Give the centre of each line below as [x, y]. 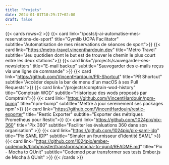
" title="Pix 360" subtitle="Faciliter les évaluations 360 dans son [80, 125]
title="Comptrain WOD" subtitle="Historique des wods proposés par [76, 93]
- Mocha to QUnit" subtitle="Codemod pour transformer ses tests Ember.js [83, 152]
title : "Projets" [23, 10]
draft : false [19, 19]
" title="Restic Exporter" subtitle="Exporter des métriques [83, 114]
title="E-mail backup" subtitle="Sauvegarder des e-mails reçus [98, 66]
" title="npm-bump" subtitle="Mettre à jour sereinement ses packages [90, 104]
